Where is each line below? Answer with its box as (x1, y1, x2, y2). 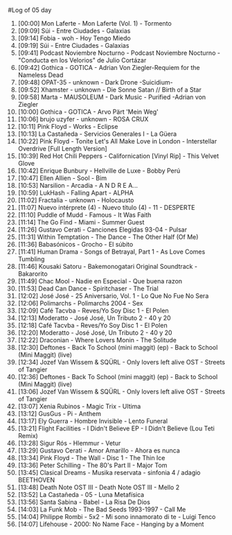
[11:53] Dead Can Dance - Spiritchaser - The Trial (17, 284, 159, 292)
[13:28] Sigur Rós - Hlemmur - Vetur (17, 439, 121, 447)
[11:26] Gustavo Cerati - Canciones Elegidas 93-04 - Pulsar (17, 225, 188, 234)
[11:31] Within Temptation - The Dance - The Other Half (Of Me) (17, 233, 199, 241)
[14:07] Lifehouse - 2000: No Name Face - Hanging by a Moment (17, 520, 204, 528)
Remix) (17, 432, 39, 439)
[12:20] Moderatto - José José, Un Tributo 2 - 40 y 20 (17, 328, 172, 337)
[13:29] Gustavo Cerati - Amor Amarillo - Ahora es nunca (17, 446, 180, 455)
